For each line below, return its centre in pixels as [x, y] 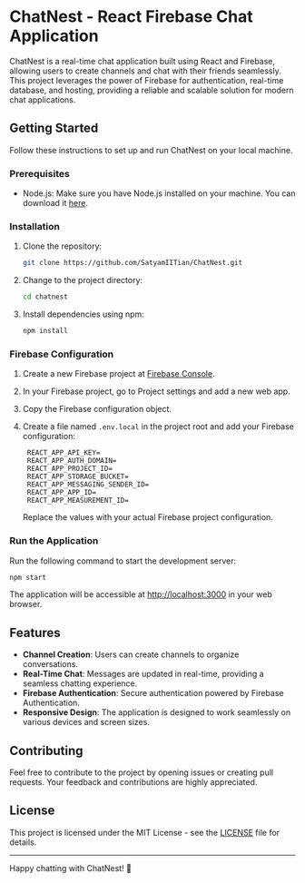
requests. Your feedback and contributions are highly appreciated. [133, 782]
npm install [45, 331]
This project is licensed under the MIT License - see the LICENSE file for [144, 832]
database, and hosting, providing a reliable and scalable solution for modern [152, 90]
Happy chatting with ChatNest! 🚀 [70, 868]
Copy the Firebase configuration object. [97, 409]
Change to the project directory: [83, 280]
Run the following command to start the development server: [123, 561]
